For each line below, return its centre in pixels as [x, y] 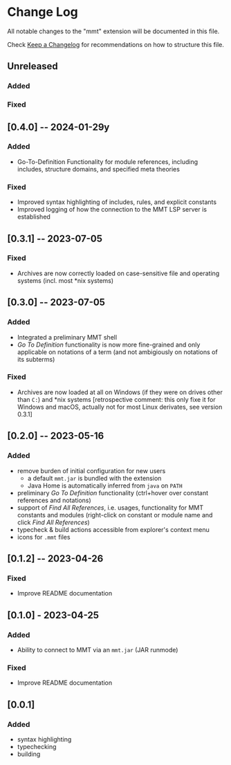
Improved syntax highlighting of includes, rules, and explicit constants [117, 202]
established [34, 217]
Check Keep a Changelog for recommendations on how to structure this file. [116, 44]
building [29, 754]
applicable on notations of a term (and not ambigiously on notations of [117, 352]
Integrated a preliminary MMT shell [67, 337]
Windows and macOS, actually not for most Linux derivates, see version [120, 407]
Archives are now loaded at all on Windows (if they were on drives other [120, 392]
